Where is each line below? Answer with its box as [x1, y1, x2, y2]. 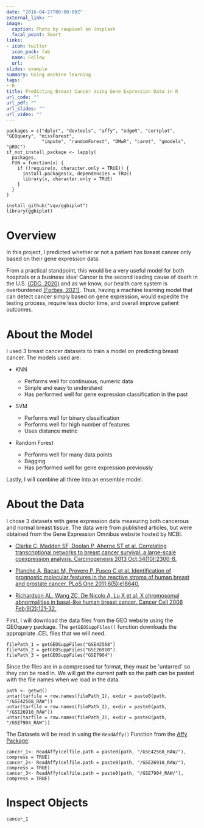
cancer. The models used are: [6, 354, 81, 361]
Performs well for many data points [24, 451, 113, 458]
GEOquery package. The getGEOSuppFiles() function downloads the [6, 623, 177, 631]
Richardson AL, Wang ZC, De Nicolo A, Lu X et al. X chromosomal [15, 592, 180, 599]
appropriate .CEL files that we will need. [6, 630, 106, 637]
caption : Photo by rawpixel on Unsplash [12, 26, 116, 32]
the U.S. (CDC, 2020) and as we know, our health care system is [6, 280, 168, 287]
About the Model [6, 328, 93, 341]
